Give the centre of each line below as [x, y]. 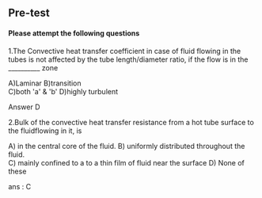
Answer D [24, 107]
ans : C [20, 186]
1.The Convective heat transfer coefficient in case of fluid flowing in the [125, 51]
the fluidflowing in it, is [45, 131]
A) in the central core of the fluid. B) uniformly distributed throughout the [127, 146]
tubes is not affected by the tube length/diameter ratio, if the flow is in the [128, 59]
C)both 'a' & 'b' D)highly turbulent [63, 91]
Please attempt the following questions [74, 33]
